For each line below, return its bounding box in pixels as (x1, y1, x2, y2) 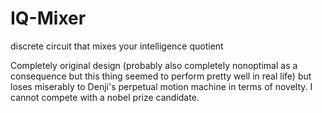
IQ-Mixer (10, 7, 87, 30)
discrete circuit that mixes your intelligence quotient (10, 40, 224, 52)
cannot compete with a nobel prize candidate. (10, 91, 200, 103)
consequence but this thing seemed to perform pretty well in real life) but (10, 70, 312, 82)
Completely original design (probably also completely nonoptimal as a (10, 59, 298, 71)
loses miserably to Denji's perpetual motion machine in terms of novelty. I (10, 80, 313, 92)
